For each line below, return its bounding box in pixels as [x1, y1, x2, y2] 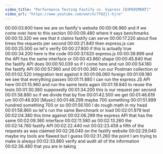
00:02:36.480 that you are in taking [5, 143, 76, 149]
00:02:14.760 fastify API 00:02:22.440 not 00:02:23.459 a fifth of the [5, 123, 145, 128]
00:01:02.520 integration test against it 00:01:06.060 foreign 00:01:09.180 [5, 71, 152, 77]
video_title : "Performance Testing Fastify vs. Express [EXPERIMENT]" [5, 7, 151, 12]
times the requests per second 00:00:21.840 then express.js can [5, 40, 135, 46]
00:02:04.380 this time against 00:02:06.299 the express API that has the [5, 112, 153, 118]
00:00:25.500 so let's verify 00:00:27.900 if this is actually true [5, 46, 132, 51]
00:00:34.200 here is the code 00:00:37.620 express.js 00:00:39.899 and [5, 50, 153, 56]
